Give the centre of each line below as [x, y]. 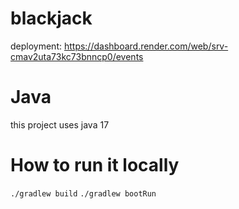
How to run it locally [95, 165]
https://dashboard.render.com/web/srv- [146, 46]
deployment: [36, 46]
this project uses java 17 [60, 124]
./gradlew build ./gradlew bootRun [83, 193]
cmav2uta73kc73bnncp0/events [77, 56]
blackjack [51, 18]
